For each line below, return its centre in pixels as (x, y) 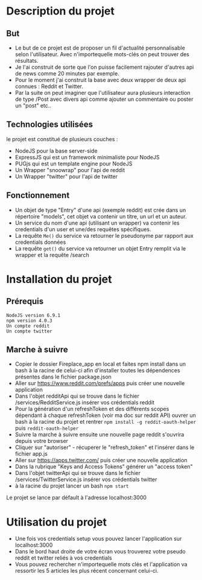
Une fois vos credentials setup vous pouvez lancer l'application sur (98, 539)
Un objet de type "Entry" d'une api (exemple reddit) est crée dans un (100, 210)
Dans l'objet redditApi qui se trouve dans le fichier (77, 396)
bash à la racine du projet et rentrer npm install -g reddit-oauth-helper (106, 422)
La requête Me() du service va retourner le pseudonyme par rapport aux (104, 235)
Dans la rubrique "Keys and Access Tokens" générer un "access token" (104, 467)
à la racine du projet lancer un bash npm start (72, 486)
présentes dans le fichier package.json (63, 377)
